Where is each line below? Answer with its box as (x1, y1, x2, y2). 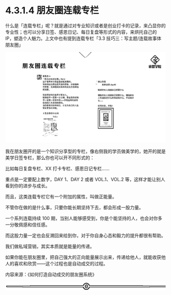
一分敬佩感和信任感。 (5, 222, 50, 228)
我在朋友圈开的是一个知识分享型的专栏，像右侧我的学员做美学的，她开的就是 (5, 149, 166, 155)
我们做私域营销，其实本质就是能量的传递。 (5, 243, 95, 250)
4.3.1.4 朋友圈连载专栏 (5, 5, 99, 16)
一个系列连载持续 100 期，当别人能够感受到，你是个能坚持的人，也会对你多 (5, 215, 163, 222)
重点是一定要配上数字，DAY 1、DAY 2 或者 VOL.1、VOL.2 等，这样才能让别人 (5, 177, 165, 183)
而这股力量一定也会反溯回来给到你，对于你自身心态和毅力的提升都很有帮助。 (5, 233, 166, 239)
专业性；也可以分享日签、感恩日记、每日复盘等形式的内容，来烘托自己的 (5, 29, 157, 35)
